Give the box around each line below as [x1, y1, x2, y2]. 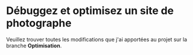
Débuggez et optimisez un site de [6, 4, 174, 18]
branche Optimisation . [6, 42, 62, 49]
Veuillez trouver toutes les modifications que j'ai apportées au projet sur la [6, 36, 188, 43]
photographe [6, 16, 72, 30]
